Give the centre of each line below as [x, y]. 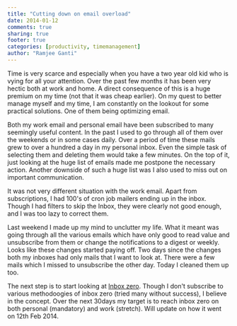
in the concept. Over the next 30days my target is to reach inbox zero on [113, 301]
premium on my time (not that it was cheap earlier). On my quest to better [115, 95]
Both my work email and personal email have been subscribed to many [111, 124]
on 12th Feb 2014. [33, 316]
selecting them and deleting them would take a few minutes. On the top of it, [118, 155]
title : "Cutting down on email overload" [69, 14]
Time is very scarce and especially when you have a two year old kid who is [118, 73]
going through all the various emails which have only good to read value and [118, 235]
